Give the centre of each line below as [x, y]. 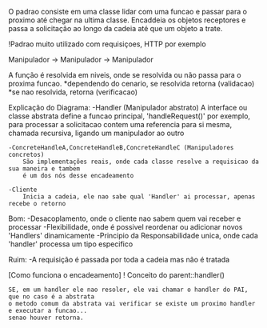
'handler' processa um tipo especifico [71, 244]
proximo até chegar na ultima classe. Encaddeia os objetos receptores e [127, 20]
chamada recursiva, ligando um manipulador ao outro [96, 133]
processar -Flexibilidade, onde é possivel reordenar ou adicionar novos [126, 227]
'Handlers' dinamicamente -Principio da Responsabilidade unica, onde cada [133, 236]
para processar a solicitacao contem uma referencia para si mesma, [120, 124]
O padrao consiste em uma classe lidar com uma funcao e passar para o [128, 12]
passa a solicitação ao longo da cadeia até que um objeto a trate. [116, 28]
